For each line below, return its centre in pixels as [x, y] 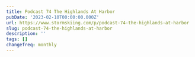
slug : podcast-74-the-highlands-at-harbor [59, 28]
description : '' [26, 34]
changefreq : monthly [32, 45]
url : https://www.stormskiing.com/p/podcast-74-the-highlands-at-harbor [98, 23]
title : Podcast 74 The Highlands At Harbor [61, 12]
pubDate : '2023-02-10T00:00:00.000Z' [53, 17]
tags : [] [17, 39]
